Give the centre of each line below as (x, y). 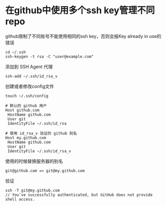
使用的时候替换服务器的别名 (34, 161)
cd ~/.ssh (16, 52)
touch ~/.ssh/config (27, 96)
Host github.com (22, 110)
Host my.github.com (26, 138)
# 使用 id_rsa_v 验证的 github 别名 (41, 133)
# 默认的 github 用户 (26, 106)
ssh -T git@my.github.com (32, 190)
